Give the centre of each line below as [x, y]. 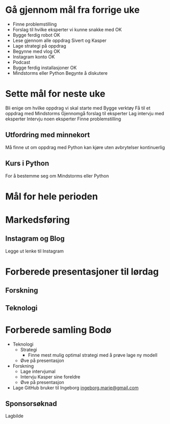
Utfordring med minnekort [48, 135]
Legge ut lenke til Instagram [34, 251]
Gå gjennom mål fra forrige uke [72, 10]
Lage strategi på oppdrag [39, 46]
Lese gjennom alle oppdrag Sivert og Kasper [59, 40]
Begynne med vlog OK [36, 51]
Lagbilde [15, 416]
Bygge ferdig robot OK [36, 35]
